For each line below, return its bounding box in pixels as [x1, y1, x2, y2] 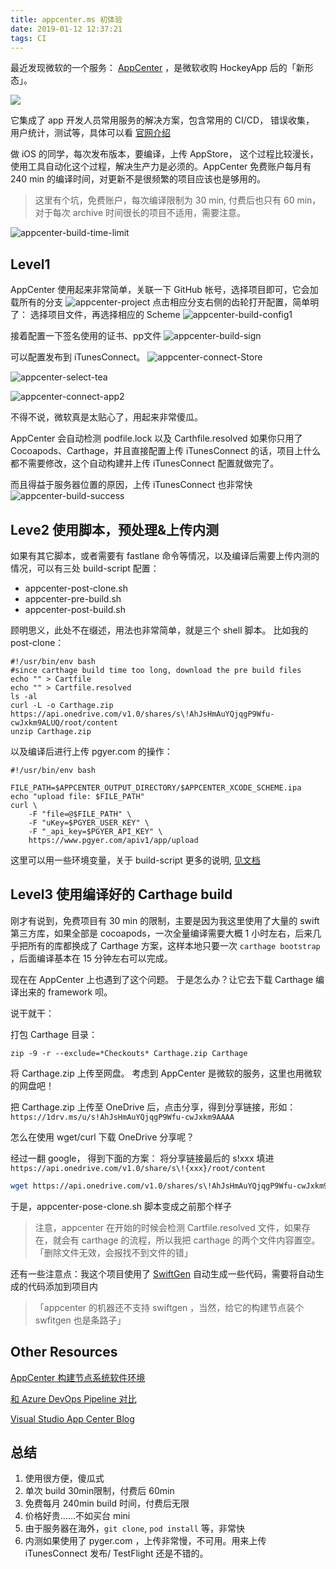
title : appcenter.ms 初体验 [10, 14, 123, 25]
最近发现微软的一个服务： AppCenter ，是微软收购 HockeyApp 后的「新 [10, 62, 305, 74]
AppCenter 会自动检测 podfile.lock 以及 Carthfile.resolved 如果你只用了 [10, 432, 303, 445]
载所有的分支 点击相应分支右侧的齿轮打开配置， [10, 296, 293, 308]
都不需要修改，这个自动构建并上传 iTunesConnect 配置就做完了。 [10, 457, 280, 470]
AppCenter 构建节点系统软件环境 [10, 1371, 146, 1383]
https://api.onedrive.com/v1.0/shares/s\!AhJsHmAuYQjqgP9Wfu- [10, 709, 275, 719]
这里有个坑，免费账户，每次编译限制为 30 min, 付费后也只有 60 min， [34, 194, 322, 206]
